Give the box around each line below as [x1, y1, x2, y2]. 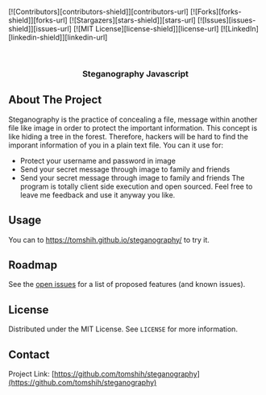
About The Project [8, 93, 102, 107]
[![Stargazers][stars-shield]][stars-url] [69, 15, 196, 25]
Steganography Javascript [81, 68, 189, 79]
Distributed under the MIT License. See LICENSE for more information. [8, 324, 238, 334]
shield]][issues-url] [8, 24, 73, 33]
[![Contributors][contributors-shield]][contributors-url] [8, 7, 189, 16]
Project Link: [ [8, 368, 55, 378]
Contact [8, 347, 50, 361]
